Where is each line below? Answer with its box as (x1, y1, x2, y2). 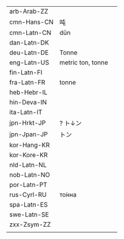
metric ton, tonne (59, 58, 108, 67)
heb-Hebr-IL (9, 88, 47, 97)
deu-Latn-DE (9, 48, 49, 57)
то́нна (59, 191, 77, 199)
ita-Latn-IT (9, 108, 43, 116)
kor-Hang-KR (9, 141, 50, 149)
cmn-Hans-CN (9, 18, 53, 26)
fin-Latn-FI (9, 68, 43, 76)
